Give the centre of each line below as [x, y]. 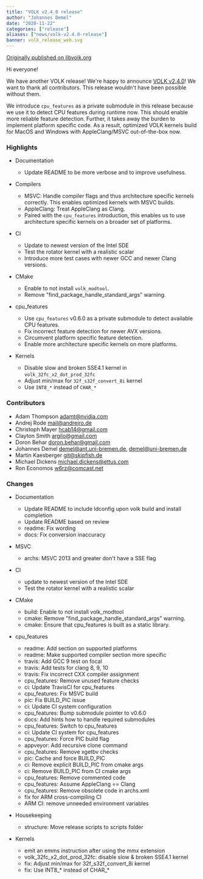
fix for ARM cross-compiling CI [63, 797]
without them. [24, 94]
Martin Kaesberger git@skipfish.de [59, 455]
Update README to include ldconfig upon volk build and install [102, 509]
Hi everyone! [22, 69]
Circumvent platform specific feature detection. [84, 338]
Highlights [22, 147]
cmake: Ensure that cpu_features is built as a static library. [97, 625]
